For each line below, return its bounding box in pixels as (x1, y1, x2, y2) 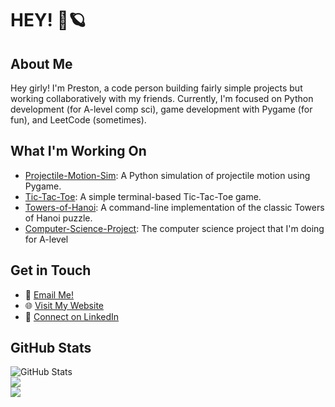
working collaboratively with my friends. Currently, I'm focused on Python (10, 93, 314, 104)
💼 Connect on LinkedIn (24, 310, 120, 322)
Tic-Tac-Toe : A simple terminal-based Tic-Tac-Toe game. (24, 190, 262, 202)
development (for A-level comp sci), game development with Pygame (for (10, 103, 313, 115)
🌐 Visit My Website (24, 299, 105, 311)
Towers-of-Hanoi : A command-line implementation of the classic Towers (24, 201, 325, 213)
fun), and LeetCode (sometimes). (10, 114, 147, 126)
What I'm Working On (10, 143, 147, 160)
